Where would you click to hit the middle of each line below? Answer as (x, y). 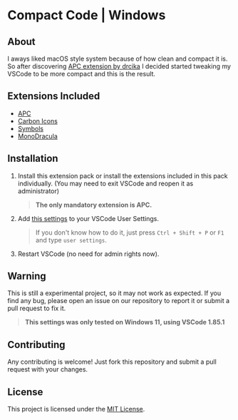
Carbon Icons (38, 121)
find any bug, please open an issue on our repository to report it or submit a (119, 301)
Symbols (31, 128)
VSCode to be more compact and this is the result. (81, 74)
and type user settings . (71, 240)
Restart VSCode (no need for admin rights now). (88, 254)
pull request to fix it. (37, 308)
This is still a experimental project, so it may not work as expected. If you (114, 293)
